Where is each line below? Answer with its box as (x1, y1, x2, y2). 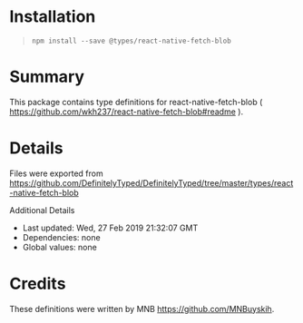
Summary (9, 66, 84, 87)
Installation (9, 6, 96, 27)
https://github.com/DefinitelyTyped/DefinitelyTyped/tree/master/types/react (9, 177, 294, 188)
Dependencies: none (22, 231, 102, 242)
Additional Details (9, 204, 75, 215)
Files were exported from (9, 168, 103, 179)
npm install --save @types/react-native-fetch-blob (31, 36, 231, 45)
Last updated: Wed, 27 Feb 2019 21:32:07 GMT (22, 222, 199, 233)
